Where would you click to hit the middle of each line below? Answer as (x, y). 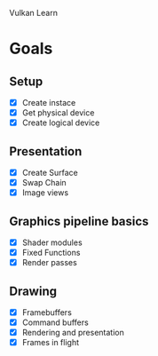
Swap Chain (44, 183)
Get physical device (58, 113)
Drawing (33, 291)
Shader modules (52, 242)
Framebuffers (47, 312)
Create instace (49, 103)
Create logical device (61, 123)
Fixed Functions (51, 253)
